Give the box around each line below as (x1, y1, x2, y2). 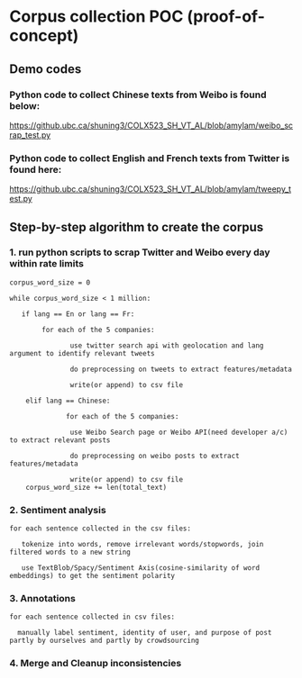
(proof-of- (187, 6, 266, 27)
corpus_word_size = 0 (9, 277, 91, 287)
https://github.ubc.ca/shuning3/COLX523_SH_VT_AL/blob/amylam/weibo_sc (9, 120, 294, 131)
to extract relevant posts (9, 435, 111, 445)
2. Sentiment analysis (9, 503, 106, 516)
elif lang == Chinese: (25, 396, 111, 405)
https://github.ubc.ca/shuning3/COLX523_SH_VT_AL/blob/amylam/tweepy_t (9, 184, 291, 194)
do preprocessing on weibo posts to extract (69, 451, 241, 460)
